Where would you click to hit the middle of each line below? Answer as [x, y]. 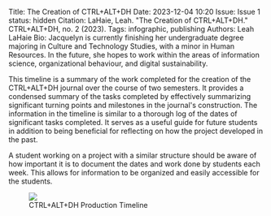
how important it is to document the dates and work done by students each [134, 164]
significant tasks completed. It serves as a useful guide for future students [133, 122]
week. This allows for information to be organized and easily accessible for [134, 173]
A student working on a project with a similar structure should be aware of [133, 155]
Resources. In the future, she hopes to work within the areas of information [134, 55]
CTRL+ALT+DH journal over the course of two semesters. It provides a [126, 88]
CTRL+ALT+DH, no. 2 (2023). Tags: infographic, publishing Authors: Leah [131, 29]
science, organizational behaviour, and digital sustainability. [108, 63]
